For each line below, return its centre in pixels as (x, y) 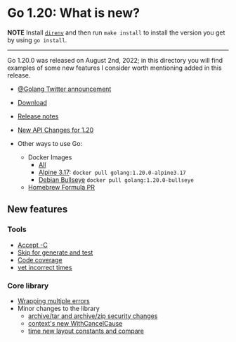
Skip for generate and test (55, 252)
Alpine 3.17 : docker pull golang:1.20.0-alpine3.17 (112, 172)
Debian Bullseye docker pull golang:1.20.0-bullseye (116, 179)
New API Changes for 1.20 (55, 130)
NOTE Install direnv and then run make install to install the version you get (116, 32)
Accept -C (32, 245)
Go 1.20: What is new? (74, 13)
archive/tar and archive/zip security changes (93, 316)
